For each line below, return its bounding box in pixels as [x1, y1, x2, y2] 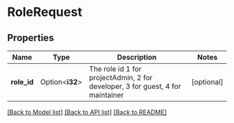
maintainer [89, 90, 124, 99]
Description [117, 53, 157, 62]
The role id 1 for [89, 64, 142, 74]
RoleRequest [7, 4, 82, 20]
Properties [7, 32, 54, 44]
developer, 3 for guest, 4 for [89, 81, 181, 91]
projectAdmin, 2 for [89, 73, 153, 82]
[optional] [191, 77, 224, 87]
